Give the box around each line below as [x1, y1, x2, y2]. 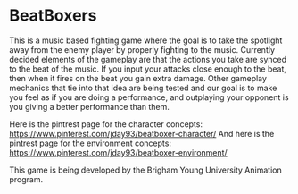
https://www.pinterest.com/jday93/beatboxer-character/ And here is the [9, 128, 275, 139]
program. [9, 173, 44, 184]
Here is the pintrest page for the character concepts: [9, 118, 203, 130]
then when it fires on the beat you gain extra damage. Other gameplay [9, 72, 268, 83]
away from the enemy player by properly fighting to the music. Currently [9, 44, 275, 55]
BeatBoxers [9, 5, 97, 26]
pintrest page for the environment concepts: [9, 138, 172, 148]
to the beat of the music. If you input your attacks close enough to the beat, [9, 63, 287, 74]
